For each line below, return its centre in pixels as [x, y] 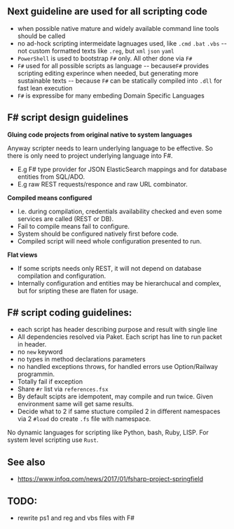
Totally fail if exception [50, 382]
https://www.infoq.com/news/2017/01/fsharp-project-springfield [110, 479]
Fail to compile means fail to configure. [73, 226]
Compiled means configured [50, 197]
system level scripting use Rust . [53, 440]
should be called [41, 36]
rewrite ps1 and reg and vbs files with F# [76, 518]
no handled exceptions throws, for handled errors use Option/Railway [118, 367]
